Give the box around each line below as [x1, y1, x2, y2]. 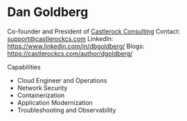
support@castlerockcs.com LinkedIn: [7, 34, 114, 42]
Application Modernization [17, 98, 93, 106]
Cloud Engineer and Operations [17, 76, 107, 84]
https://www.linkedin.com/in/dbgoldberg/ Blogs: [7, 42, 145, 50]
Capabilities [7, 63, 41, 71]
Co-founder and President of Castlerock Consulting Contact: [7, 27, 180, 35]
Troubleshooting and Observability [17, 106, 116, 114]
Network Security [17, 83, 68, 92]
